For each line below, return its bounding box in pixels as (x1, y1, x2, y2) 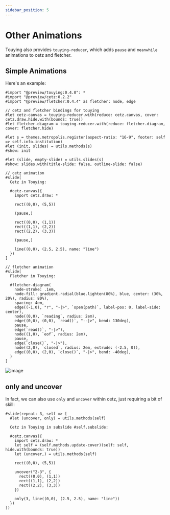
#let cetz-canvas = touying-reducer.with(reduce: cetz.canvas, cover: (5, 113, 159, 118)
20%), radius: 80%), (5, 296, 50, 301)
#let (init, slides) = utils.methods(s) (5, 144, 93, 149)
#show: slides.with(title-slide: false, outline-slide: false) (5, 162, 143, 167)
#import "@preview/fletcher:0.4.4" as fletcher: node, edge (5, 99, 136, 104)
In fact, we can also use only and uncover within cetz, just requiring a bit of (5, 396, 162, 402)
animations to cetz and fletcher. (5, 52, 72, 58)
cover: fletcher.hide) (5, 126, 54, 131)
